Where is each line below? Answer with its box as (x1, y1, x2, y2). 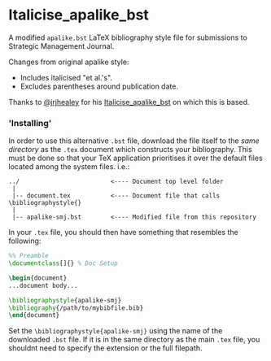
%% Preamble (8, 252, 49, 260)
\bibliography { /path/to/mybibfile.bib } (8, 303, 144, 312)
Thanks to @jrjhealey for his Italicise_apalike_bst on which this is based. (8, 97, 250, 107)
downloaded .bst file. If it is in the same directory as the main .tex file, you (8, 335, 260, 345)
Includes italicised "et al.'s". (20, 72, 112, 82)
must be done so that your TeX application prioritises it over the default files (8, 153, 263, 163)
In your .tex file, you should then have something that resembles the (8, 228, 238, 237)
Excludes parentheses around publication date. (20, 81, 179, 91)
